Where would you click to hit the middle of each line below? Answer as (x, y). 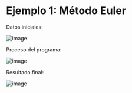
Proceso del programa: (34, 49)
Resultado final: (25, 72)
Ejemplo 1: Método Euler (66, 11)
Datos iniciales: (24, 27)
